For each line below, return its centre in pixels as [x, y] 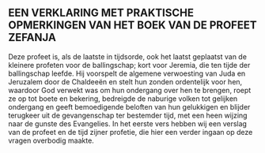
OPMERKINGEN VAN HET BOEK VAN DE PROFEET [132, 26]
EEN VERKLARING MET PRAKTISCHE [101, 13]
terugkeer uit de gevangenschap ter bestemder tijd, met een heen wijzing [128, 115]
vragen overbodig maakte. [51, 140]
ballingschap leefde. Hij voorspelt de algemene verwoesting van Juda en [127, 73]
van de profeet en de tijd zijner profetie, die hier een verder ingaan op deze [131, 132]
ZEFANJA [32, 37]
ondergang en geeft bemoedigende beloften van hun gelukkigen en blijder [129, 106]
